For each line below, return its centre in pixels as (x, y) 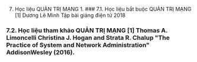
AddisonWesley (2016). (41, 52)
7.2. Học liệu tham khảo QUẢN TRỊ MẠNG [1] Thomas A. (87, 30)
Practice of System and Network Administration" (78, 45)
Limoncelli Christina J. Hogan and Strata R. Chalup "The (88, 37)
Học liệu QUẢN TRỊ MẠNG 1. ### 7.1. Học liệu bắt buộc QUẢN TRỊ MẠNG (103, 9)
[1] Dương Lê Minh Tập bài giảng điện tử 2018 (70, 15)
